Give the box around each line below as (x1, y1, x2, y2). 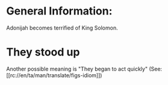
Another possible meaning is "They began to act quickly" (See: (6, 65, 163, 72)
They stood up (6, 45, 80, 59)
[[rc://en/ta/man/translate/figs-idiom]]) (6, 71, 102, 79)
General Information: (6, 4, 113, 18)
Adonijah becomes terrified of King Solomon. (6, 24, 119, 31)
